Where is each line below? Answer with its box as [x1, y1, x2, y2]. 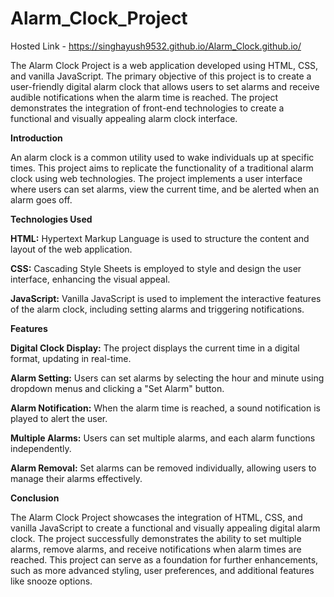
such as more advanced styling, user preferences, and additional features [10, 564, 315, 576]
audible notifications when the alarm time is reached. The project [10, 91, 278, 103]
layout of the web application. [10, 243, 133, 255]
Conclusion [10, 492, 60, 504]
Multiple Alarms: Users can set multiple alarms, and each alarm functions [10, 432, 316, 444]
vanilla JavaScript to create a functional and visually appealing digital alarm [10, 522, 321, 534]
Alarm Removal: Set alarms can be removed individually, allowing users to [10, 462, 317, 474]
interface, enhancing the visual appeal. [10, 273, 171, 285]
